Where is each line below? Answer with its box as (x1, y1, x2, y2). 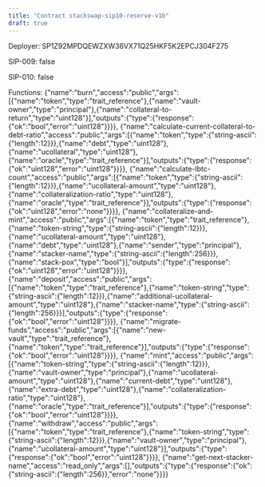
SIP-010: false (8, 72, 54, 81)
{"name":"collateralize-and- (122, 206, 214, 216)
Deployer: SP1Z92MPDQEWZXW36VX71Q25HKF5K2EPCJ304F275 (8, 41, 229, 50)
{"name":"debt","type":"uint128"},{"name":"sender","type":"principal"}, (8, 240, 242, 250)
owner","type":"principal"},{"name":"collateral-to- (8, 105, 172, 114)
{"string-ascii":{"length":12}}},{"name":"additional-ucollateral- (8, 291, 213, 300)
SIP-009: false (8, 57, 56, 66)
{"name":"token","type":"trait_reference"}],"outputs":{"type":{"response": (8, 342, 250, 351)
